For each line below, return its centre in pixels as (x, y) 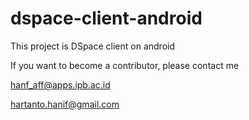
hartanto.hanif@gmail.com (65, 104)
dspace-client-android (106, 18)
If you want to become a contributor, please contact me (125, 65)
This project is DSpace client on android (93, 46)
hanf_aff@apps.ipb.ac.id (60, 84)
